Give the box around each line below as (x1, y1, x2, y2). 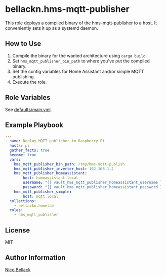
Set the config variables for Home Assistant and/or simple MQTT (12, 68, 144, 74)
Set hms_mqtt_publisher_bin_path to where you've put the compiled (12, 58, 150, 64)
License (5, 226, 30, 234)
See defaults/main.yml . (5, 107, 52, 112)
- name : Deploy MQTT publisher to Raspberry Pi (5, 139, 105, 144)
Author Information (5, 254, 66, 262)
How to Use (5, 40, 41, 48)
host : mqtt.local (23, 194, 58, 199)
